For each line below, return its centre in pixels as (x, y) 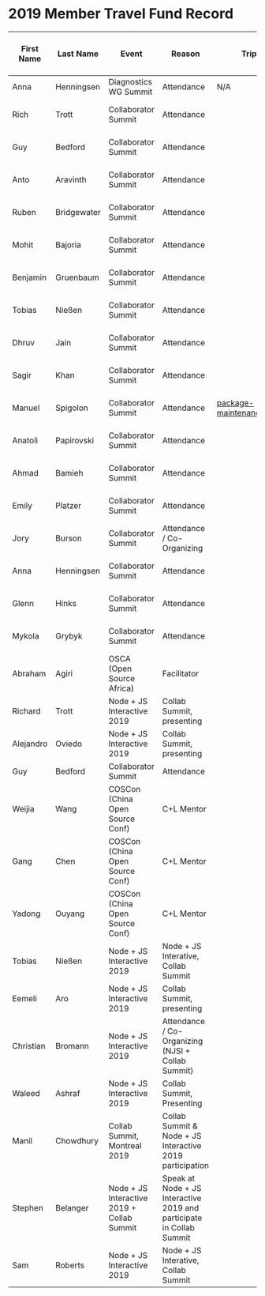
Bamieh (69, 473)
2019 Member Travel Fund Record (121, 14)
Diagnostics (130, 81)
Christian (29, 1045)
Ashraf (67, 1093)
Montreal (125, 1145)
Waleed (26, 1093)
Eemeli (25, 998)
